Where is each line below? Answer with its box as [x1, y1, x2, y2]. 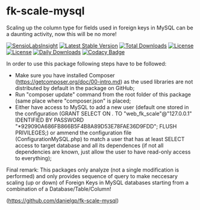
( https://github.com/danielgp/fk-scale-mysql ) [6, 197, 119, 204]
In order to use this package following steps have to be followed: [6, 60, 167, 67]
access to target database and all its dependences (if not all [14, 142, 164, 149]
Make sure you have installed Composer [14, 71, 116, 79]
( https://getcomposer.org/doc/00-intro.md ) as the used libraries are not [14, 78, 193, 85]
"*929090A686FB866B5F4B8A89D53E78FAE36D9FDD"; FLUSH [14, 122, 177, 130]
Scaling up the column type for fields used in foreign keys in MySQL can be [6, 24, 194, 31]
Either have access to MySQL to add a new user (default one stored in [14, 103, 189, 110]
